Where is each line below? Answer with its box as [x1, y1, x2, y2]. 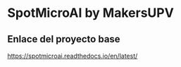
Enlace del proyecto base [7, 33, 121, 45]
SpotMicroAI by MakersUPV [7, 5, 174, 21]
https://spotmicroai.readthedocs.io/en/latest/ [7, 51, 138, 60]
